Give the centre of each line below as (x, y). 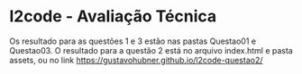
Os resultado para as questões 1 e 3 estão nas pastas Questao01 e (133, 41)
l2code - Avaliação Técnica (113, 16)
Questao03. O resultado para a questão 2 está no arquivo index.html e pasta (151, 50)
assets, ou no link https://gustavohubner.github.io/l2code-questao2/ (136, 60)
